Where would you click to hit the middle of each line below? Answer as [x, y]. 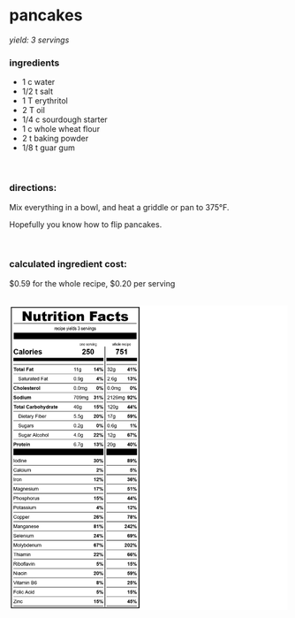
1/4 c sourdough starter [64, 119]
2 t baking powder [55, 139]
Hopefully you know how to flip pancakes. [86, 224]
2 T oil [34, 111]
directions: [33, 188]
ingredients [34, 63]
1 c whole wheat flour [61, 129]
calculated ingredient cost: [68, 264]
